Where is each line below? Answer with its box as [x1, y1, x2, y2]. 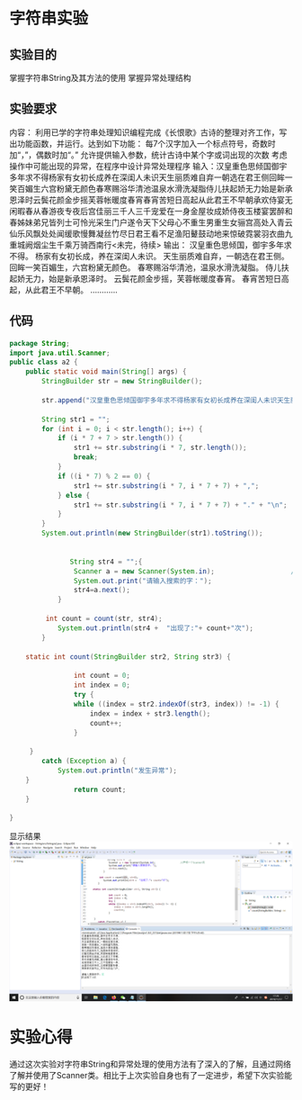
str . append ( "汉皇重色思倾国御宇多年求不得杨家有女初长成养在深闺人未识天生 [41, 395, 290, 405]
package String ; [9, 338, 70, 347]
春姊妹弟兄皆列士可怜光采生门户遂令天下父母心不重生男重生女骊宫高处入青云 [9, 217, 293, 228]
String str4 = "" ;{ [69, 557, 143, 566]
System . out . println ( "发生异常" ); [57, 766, 178, 775]
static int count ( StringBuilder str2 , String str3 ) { [25, 652, 231, 662]
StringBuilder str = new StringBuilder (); [41, 377, 203, 386]
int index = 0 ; [73, 681, 130, 690]
